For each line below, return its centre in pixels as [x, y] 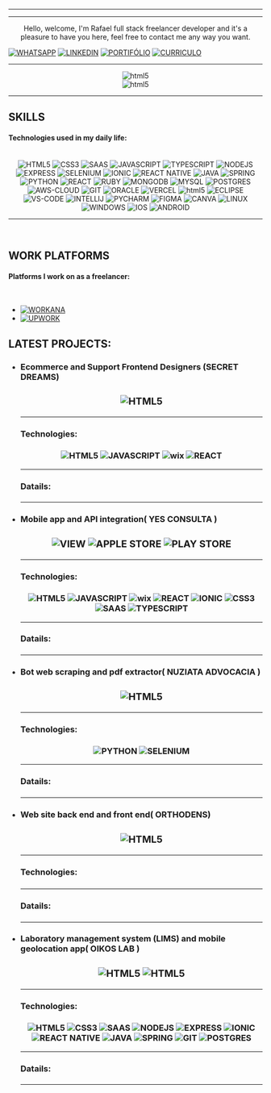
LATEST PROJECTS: [60, 344]
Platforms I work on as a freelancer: [69, 276]
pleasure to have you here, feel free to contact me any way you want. [135, 37]
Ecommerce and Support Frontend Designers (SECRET [129, 366]
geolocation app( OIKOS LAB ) [80, 949]
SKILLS [27, 117]
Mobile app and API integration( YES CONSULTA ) [119, 519]
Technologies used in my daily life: [68, 137]
